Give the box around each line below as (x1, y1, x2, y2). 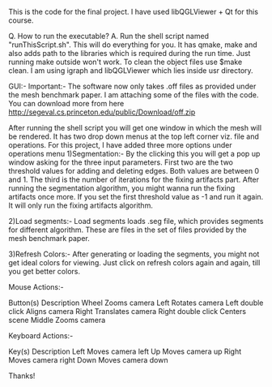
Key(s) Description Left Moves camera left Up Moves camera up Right (8, 346, 242, 356)
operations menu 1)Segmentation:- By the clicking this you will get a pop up (8, 149, 261, 158)
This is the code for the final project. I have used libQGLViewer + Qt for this (8, 7, 259, 16)
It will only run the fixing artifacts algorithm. (8, 200, 154, 210)
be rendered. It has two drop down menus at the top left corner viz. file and (8, 131, 259, 141)
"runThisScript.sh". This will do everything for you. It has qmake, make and (8, 40, 257, 49)
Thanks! (8, 371, 36, 381)
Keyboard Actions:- (8, 331, 74, 340)
